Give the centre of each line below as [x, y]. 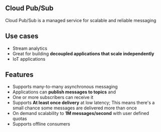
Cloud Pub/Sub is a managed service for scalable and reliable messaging [81, 20]
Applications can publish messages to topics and [64, 92]
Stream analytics [30, 48]
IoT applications [29, 59]
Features [19, 75]
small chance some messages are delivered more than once [74, 108]
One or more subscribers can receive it [53, 97]
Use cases [22, 36]
